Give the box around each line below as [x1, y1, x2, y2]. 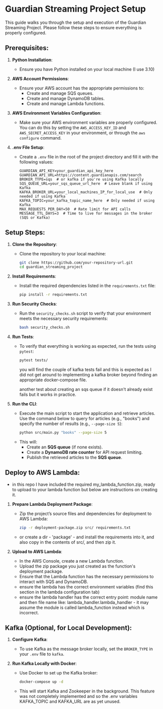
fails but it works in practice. [19, 391, 76, 397]
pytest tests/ [19, 358, 48, 363]
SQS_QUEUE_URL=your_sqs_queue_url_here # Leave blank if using [19, 181, 153, 186]
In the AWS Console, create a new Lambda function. [19, 558, 124, 564]
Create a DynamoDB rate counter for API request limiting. [26, 449, 143, 455]
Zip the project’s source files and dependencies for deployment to [19, 511, 152, 516]
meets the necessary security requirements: [19, 316, 108, 321]
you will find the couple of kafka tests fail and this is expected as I [19, 366, 152, 372]
